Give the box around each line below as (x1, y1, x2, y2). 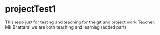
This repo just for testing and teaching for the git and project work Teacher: (5, 19, 156, 25)
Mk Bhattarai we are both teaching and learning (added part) (5, 24, 126, 30)
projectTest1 (5, 3, 56, 14)
